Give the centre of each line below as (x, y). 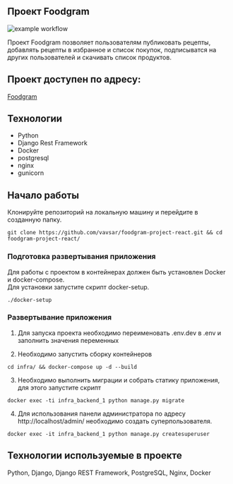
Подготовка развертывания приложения (82, 257)
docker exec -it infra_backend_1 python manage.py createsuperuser (109, 434)
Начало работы (43, 195)
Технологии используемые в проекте (95, 455)
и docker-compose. (36, 279)
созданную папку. (35, 220)
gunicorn (31, 173)
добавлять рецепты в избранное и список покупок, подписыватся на (112, 49)
